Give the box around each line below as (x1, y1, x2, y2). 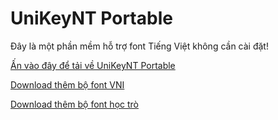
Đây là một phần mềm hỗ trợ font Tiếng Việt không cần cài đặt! (10, 40, 269, 52)
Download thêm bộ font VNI (10, 78, 125, 91)
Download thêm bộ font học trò (10, 98, 139, 110)
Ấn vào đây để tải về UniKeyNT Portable (10, 59, 176, 71)
